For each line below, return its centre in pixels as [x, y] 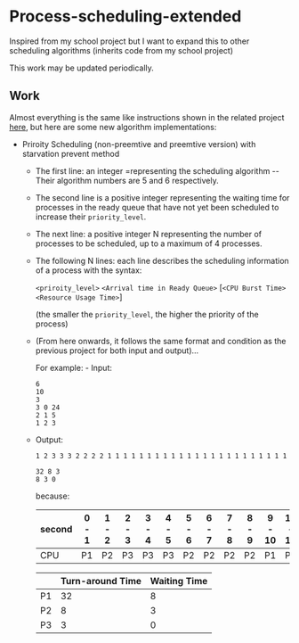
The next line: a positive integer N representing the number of [149, 234]
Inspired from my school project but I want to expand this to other [129, 41]
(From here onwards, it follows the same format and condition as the [161, 341]
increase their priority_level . [91, 217]
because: [53, 496]
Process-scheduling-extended [125, 16]
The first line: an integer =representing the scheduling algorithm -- [158, 170]
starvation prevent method [71, 153]
